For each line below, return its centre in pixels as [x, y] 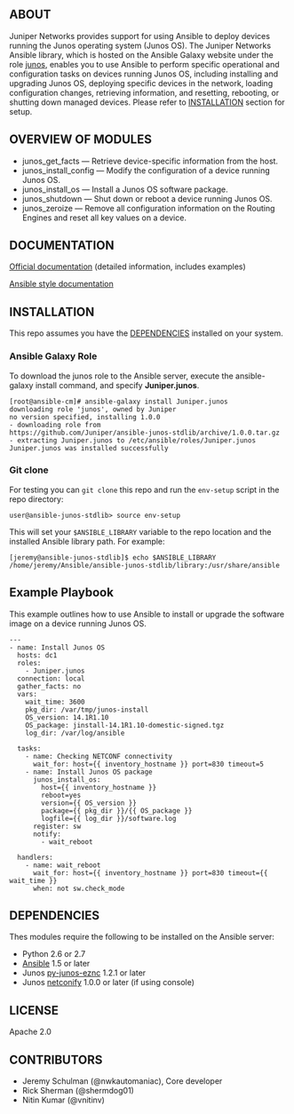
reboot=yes [61, 795]
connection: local [52, 679]
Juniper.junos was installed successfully [89, 448]
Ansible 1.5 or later [56, 964]
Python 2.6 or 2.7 [54, 954]
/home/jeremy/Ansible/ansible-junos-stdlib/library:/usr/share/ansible [144, 565]
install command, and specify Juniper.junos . [117, 385]
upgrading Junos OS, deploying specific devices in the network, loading [141, 83]
